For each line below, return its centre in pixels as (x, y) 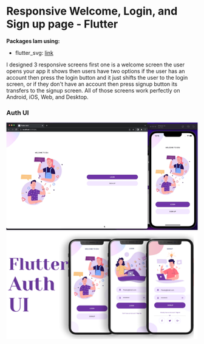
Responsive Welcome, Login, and (92, 11)
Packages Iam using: (33, 41)
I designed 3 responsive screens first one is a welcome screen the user (96, 65)
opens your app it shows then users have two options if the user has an (96, 71)
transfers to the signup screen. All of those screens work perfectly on (93, 90)
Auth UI (18, 113)
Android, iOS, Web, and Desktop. (48, 97)
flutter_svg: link (34, 52)
